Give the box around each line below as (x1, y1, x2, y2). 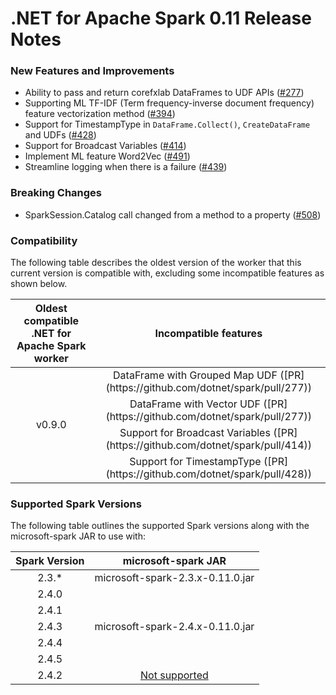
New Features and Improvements (10, 64, 175, 78)
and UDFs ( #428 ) (24, 129, 97, 141)
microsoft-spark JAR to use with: (10, 530, 146, 542)
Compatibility (10, 233, 78, 247)
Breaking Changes (10, 186, 103, 200)
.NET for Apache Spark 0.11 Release (10, 7, 312, 30)
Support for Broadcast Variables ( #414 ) (24, 140, 187, 152)
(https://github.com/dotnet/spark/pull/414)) (105, 438, 313, 452)
